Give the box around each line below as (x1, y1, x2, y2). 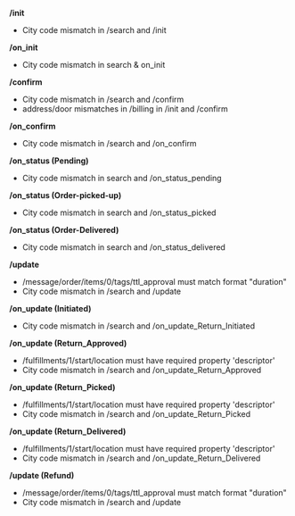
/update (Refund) (9, 470, 75, 480)
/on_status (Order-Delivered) (9, 225, 119, 235)
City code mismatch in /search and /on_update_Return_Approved (21, 365, 262, 375)
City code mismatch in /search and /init (21, 25, 167, 35)
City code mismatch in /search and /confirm (21, 94, 184, 104)
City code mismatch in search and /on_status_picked (21, 207, 217, 218)
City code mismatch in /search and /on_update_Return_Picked (21, 409, 251, 419)
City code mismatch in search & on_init (21, 60, 166, 70)
